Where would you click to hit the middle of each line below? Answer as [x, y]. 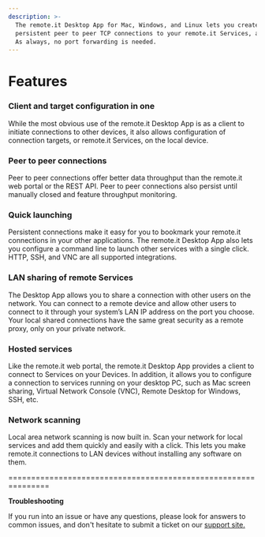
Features [38, 82]
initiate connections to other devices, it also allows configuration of [117, 132]
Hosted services [40, 349]
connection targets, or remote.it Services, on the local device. [108, 140]
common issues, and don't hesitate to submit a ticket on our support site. [127, 525]
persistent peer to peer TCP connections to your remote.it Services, [134, 33]
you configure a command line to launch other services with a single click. [129, 249]
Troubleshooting [36, 502]
